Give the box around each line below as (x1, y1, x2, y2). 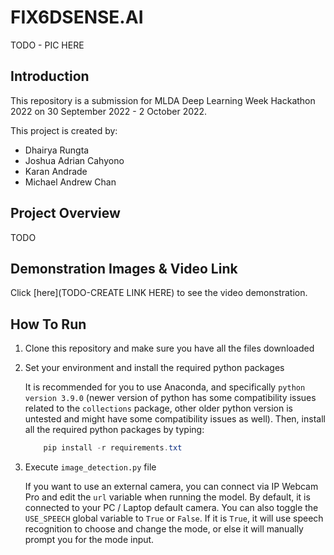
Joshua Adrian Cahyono (24, 154, 125, 166)
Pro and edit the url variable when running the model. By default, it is (24, 491, 311, 503)
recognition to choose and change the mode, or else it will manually (24, 523, 304, 535)
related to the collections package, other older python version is (24, 402, 294, 415)
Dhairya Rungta (24, 144, 90, 156)
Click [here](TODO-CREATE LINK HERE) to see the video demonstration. (10, 287, 308, 299)
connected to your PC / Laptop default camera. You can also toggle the (24, 502, 319, 514)
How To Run (10, 316, 87, 333)
